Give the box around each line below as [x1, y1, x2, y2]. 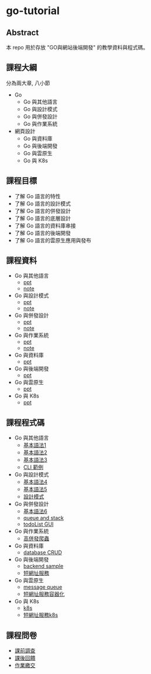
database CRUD [23, 549, 63, 556]
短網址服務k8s [23, 612, 59, 619]
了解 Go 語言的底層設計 [14, 215, 71, 222]
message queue [23, 583, 63, 590]
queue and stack [23, 515, 64, 522]
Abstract [6, 28, 39, 38]
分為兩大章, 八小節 [6, 79, 50, 86]
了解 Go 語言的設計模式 [14, 200, 71, 207]
